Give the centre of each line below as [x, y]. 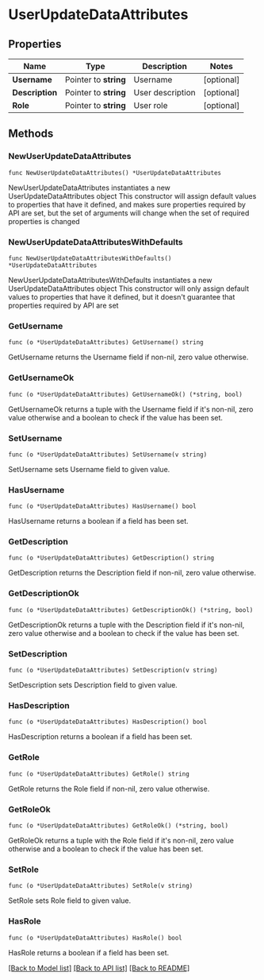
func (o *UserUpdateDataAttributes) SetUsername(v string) [108, 455]
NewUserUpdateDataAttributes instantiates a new [89, 188]
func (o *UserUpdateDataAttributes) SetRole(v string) [101, 886]
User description [165, 93]
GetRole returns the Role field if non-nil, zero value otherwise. [109, 788]
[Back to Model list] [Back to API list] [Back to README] [99, 968]
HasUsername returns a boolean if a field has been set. [98, 521]
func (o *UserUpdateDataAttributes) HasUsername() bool [102, 506]
